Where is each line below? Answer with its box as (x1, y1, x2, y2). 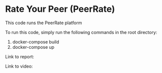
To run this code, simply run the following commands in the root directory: (5, 29, 158, 35)
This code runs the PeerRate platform (5, 20, 82, 26)
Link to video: (5, 63, 33, 69)
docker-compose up (12, 44, 55, 50)
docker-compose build (12, 38, 59, 45)
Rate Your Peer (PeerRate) (5, 3, 116, 15)
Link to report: (5, 53, 34, 60)
